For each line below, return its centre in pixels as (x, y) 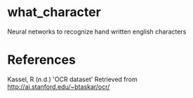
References (41, 60)
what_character (54, 12)
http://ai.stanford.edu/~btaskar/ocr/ (59, 86)
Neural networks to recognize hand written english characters (97, 31)
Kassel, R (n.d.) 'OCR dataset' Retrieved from (73, 79)
